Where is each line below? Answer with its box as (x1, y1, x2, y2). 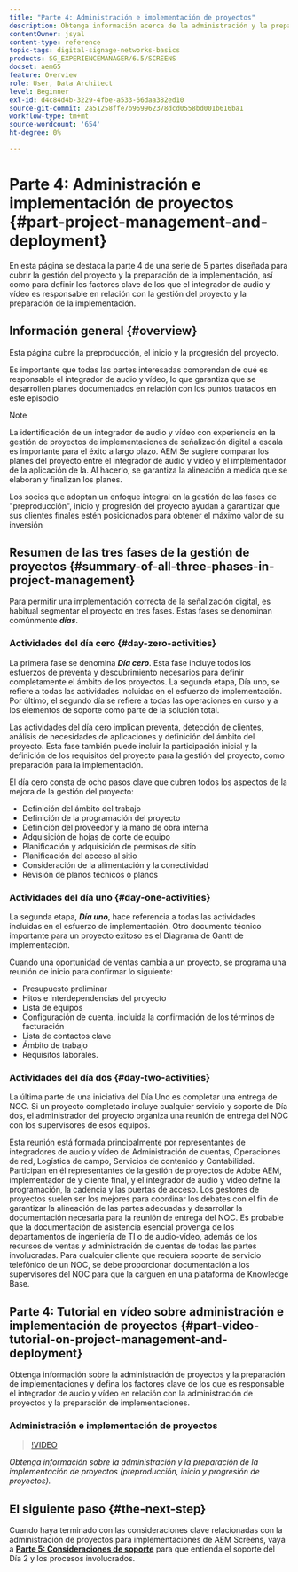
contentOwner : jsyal (9, 29, 86, 38)
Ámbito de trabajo (21, 1040, 89, 1051)
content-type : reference (9, 37, 101, 47)
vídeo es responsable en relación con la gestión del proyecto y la (9, 288, 247, 299)
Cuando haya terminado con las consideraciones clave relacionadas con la (9, 1525, 283, 1536)
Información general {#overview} (9, 324, 198, 339)
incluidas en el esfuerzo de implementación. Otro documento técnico (9, 921, 262, 932)
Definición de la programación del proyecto (21, 812, 181, 823)
